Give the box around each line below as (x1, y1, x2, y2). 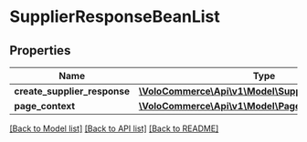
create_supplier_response (14, 85, 131, 97)
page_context (14, 100, 76, 112)
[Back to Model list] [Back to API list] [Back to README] (9, 123, 219, 134)
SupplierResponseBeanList (9, 6, 221, 27)
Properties (9, 43, 71, 58)
